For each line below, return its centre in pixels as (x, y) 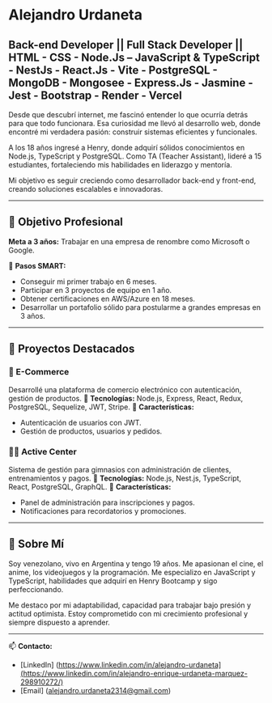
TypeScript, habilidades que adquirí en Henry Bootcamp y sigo (113, 581)
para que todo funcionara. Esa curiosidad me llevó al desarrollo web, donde (134, 123)
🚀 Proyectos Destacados (72, 349)
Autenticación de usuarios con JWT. (81, 422)
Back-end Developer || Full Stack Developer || (126, 45)
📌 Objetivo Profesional (66, 222)
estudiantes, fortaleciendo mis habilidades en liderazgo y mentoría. (120, 165)
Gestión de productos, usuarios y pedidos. (91, 431)
